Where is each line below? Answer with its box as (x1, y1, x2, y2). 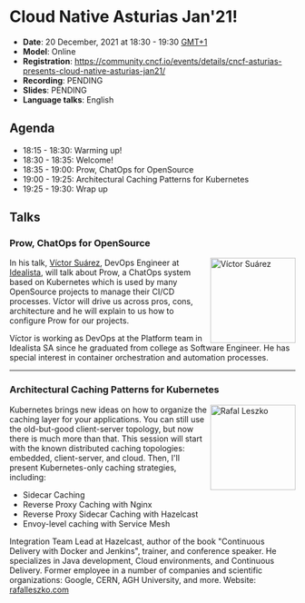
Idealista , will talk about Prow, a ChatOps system (9, 267, 192, 278)
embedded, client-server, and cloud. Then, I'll (9, 452, 180, 463)
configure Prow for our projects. (9, 315, 130, 326)
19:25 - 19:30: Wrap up (22, 183, 109, 194)
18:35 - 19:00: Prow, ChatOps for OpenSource (22, 163, 194, 174)
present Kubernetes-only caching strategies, (9, 461, 177, 473)
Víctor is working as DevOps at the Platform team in (9, 333, 202, 344)
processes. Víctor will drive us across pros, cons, (9, 296, 193, 307)
